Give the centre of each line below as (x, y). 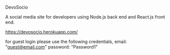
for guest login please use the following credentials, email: (66, 41)
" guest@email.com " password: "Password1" (52, 47)
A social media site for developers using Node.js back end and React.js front (85, 17)
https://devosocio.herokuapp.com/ (42, 32)
